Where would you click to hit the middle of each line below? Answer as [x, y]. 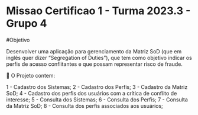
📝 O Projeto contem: [31, 75]
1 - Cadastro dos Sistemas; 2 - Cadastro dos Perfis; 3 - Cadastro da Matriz [97, 87]
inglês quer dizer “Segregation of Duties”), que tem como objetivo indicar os [99, 57]
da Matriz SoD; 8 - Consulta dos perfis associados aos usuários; [85, 106]
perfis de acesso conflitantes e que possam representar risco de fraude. [95, 64]
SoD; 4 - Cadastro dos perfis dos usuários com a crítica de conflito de [92, 93]
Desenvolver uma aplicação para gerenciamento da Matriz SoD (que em [94, 51]
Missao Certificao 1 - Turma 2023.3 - [98, 11]
